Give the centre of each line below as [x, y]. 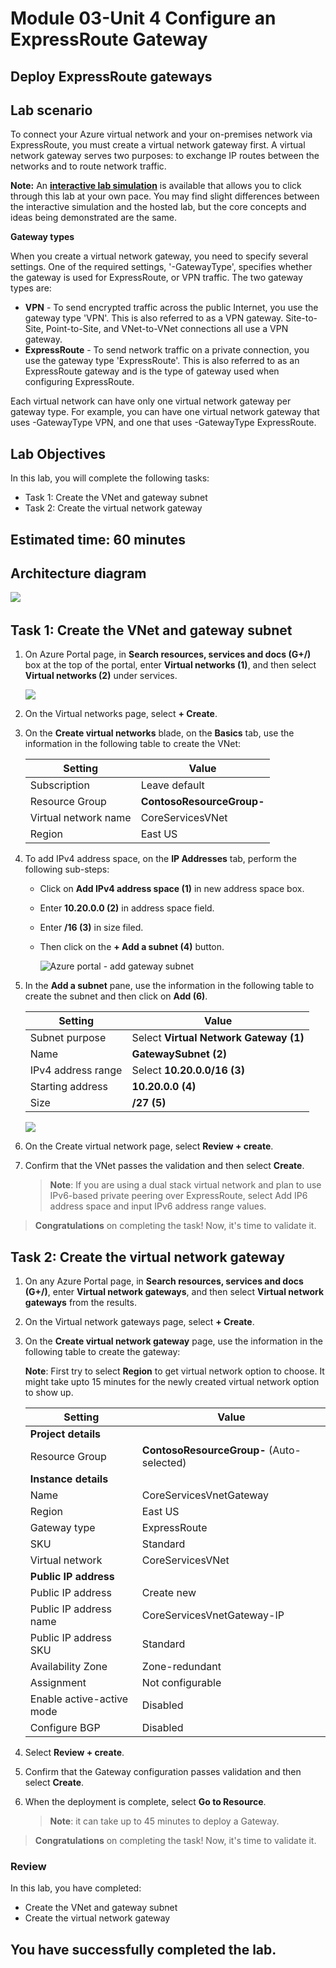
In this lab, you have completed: [76, 1888]
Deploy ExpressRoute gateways [111, 76]
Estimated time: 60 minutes [98, 539]
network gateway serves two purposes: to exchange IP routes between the [165, 156]
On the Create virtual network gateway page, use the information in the [173, 1341]
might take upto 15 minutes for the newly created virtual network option [172, 1382]
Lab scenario [51, 110]
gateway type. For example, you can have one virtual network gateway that [165, 412]
